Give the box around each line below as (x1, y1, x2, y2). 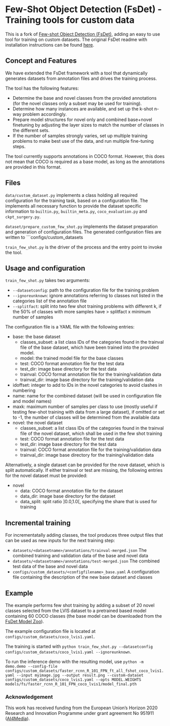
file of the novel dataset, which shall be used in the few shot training (20, 430, 163, 436)
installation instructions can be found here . (5, 42, 95, 48)
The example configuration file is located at (5, 628, 96, 634)
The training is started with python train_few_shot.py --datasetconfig (5, 643, 153, 649)
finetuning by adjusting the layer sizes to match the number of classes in (12, 122, 164, 128)
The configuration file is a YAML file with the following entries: (5, 324, 135, 330)
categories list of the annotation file (12, 298, 87, 304)
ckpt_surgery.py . (5, 214, 41, 220)
